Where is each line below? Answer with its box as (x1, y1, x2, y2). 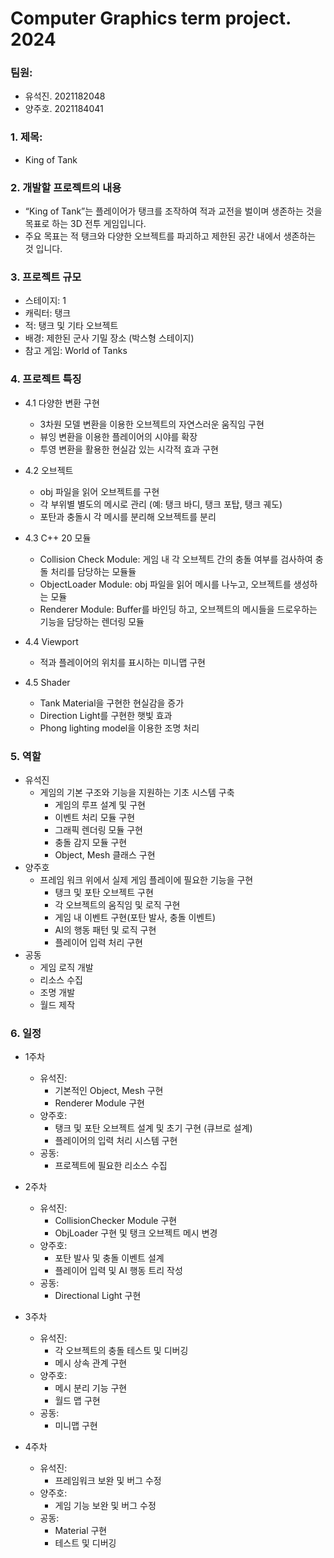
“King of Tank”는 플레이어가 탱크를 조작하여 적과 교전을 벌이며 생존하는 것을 (24, 205, 323, 217)
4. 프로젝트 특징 (10, 372, 82, 386)
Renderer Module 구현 (54, 1097, 145, 1109)
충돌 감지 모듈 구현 (54, 836, 128, 848)
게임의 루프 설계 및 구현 (54, 798, 146, 811)
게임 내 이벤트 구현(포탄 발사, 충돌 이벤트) (54, 911, 217, 923)
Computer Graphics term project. (10, 7, 292, 30)
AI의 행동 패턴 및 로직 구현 (54, 923, 157, 936)
